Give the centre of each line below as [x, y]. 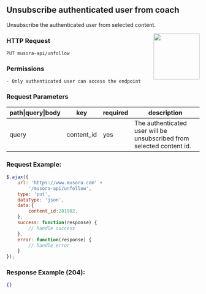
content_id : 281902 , [53, 211]
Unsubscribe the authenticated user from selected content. [81, 24]
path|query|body [35, 113]
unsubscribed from [162, 138]
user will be [151, 130]
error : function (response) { [55, 239]
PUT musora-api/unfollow [38, 54]
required [116, 113]
